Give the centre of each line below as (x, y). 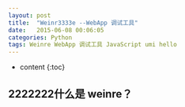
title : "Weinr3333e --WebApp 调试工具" (73, 23)
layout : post (30, 15)
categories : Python (40, 37)
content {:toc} (42, 67)
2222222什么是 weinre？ (70, 94)
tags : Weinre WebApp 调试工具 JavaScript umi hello (93, 45)
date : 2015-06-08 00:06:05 (56, 30)
